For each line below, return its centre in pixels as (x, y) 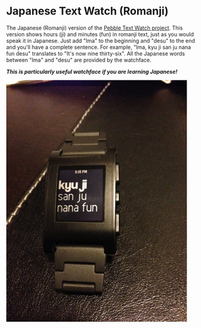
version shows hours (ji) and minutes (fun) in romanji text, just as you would (100, 34)
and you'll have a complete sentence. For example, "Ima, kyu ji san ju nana (99, 47)
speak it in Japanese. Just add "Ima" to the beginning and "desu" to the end (101, 40)
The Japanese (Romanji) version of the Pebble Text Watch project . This (94, 28)
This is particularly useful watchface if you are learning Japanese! (92, 71)
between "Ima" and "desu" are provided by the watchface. (79, 60)
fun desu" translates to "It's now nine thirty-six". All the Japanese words (96, 53)
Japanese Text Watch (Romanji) (88, 11)
